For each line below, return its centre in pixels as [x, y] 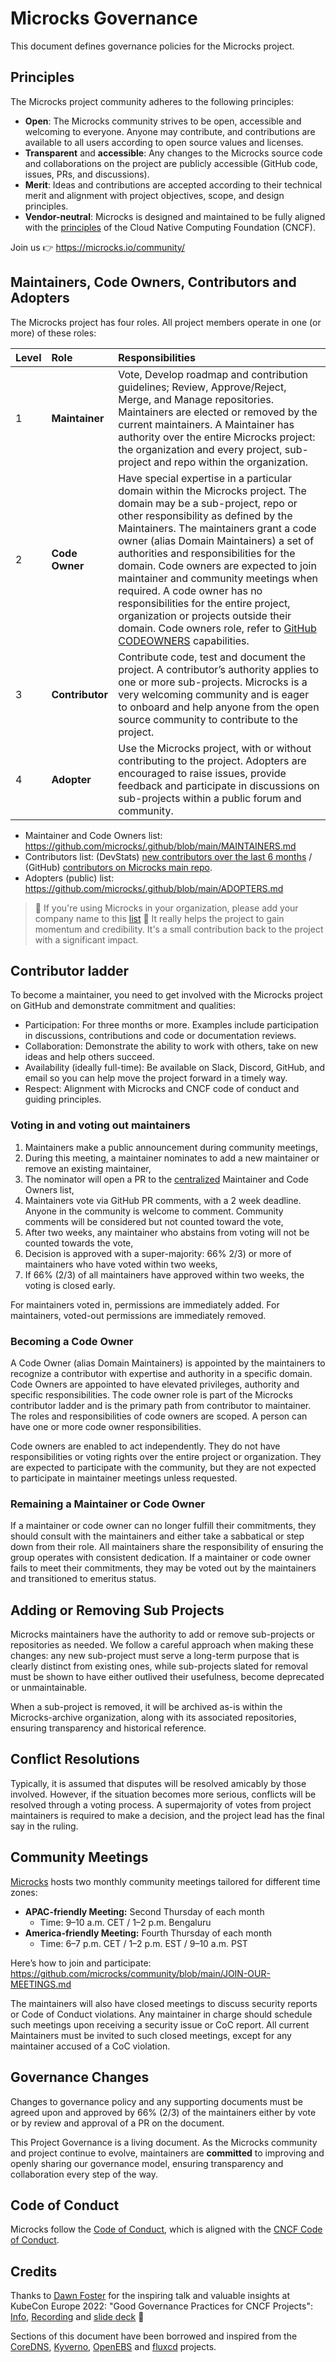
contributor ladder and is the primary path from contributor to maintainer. [161, 1405]
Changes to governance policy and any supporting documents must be [156, 2101]
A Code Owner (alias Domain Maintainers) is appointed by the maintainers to [168, 1363]
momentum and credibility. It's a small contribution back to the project [179, 929]
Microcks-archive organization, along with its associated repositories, [153, 1718]
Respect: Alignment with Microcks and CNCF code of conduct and [162, 1089]
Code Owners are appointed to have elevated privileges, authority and [155, 1384]
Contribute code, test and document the [212, 657]
